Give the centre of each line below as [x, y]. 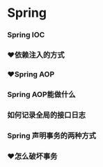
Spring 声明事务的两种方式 [51, 135]
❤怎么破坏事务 [32, 156]
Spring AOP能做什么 [41, 94]
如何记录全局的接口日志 [46, 115]
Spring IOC [26, 35]
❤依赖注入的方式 [36, 55]
